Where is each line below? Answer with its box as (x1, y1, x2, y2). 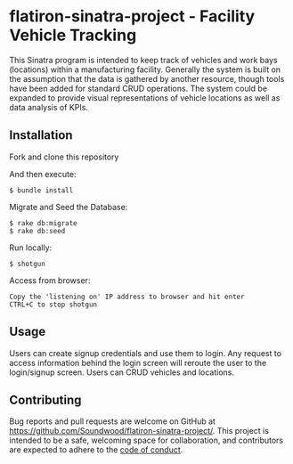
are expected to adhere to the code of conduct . (9, 444, 183, 455)
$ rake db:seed (9, 226, 66, 235)
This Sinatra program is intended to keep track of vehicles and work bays (9, 54, 278, 65)
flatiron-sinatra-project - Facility (9, 6, 256, 27)
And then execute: (9, 168, 77, 179)
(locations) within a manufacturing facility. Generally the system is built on (9, 64, 281, 75)
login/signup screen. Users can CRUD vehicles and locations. (9, 367, 234, 378)
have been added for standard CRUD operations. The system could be (9, 83, 268, 94)
